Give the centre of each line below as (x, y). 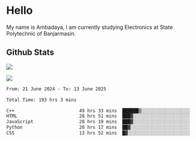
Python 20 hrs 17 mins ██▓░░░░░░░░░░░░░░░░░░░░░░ (98, 128)
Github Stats (30, 53)
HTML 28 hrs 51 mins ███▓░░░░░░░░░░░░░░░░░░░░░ (98, 116)
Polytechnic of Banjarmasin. (41, 33)
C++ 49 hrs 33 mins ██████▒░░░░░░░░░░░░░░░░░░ (98, 111)
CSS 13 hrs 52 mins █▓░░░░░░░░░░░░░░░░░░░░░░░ (98, 133)
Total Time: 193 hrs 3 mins (42, 100)
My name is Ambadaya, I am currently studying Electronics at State (90, 27)
